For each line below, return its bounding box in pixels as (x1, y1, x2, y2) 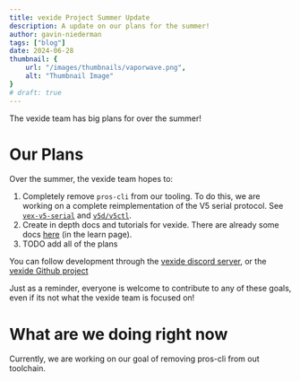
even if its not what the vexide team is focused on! (9, 292, 195, 303)
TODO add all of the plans (21, 238, 118, 249)
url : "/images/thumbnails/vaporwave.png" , (25, 64, 186, 73)
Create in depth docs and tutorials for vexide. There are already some (21, 220, 279, 230)
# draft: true (9, 88, 63, 97)
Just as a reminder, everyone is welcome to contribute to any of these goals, (9, 283, 292, 294)
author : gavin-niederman (9, 30, 102, 39)
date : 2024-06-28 (9, 47, 74, 56)
